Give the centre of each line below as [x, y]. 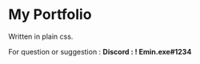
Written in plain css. [41, 36]
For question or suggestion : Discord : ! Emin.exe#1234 [100, 51]
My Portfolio [50, 15]
